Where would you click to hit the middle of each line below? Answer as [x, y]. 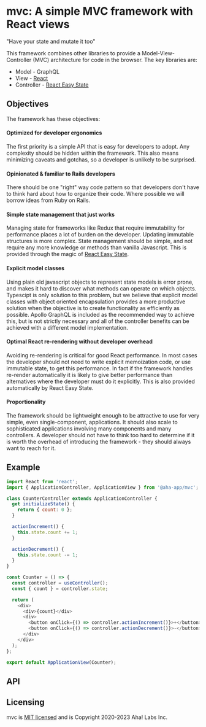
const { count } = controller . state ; [60, 589]
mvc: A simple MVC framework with [100, 11]
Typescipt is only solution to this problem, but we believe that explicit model [102, 295]
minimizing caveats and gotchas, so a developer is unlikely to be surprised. [101, 159]
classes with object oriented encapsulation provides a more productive [96, 301]
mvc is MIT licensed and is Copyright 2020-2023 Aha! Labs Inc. [87, 717]
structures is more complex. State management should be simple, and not [100, 241]
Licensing [25, 702]
